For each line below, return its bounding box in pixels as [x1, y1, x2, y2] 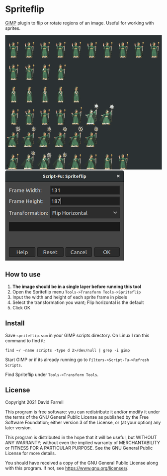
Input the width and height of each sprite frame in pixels [12, 294, 128, 300]
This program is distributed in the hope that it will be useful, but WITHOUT [5, 434, 157, 440]
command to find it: [5, 337, 45, 344]
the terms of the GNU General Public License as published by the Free [5, 414, 149, 420]
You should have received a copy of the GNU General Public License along [5, 460, 158, 466]
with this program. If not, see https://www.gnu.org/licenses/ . [5, 465, 129, 471]
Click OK [12, 304, 31, 310]
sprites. [5, 25, 21, 31]
